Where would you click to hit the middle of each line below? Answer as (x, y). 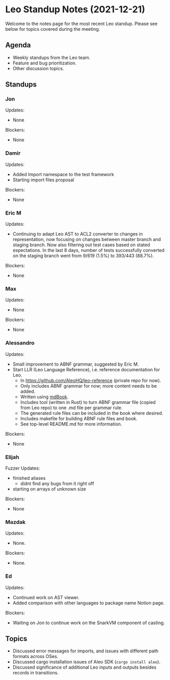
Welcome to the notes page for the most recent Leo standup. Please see (81, 24)
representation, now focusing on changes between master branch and (87, 240)
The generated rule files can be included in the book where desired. (92, 413)
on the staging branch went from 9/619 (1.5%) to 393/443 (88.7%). (83, 256)
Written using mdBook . (44, 397)
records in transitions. (35, 673)
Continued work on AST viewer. (46, 597)
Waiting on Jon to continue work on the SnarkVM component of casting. (89, 623)
